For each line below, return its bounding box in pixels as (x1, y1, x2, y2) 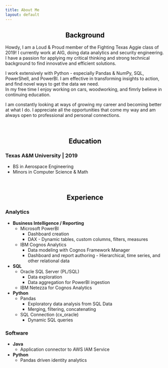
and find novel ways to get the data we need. (5, 81, 100, 87)
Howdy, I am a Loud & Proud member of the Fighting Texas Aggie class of (5, 44, 159, 51)
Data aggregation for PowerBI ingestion (27, 279, 110, 285)
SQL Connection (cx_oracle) (20, 311, 79, 317)
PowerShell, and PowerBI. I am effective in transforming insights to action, (5, 75, 159, 81)
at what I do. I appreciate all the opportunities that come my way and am (5, 107, 156, 113)
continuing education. (5, 92, 51, 98)
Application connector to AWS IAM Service (20, 346, 110, 352)
